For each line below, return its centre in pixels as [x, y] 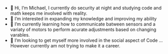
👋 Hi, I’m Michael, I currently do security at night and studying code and [86, 8]
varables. [20, 35]
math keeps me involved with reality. [49, 13]
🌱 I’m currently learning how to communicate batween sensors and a [83, 24]
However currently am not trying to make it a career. [65, 46]
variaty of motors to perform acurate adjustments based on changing [83, 30]
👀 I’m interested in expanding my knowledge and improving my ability [83, 19]
